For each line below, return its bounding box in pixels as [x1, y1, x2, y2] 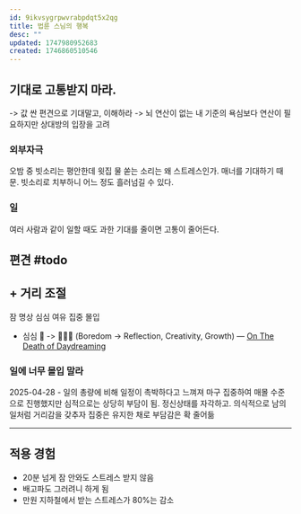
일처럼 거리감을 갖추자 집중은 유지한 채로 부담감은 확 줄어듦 [9, 410, 215, 421]
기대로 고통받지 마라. [9, 82, 116, 97]
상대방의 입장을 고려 [39, 119, 110, 129]
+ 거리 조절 [9, 286, 67, 301]
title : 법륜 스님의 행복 [9, 22, 90, 31]
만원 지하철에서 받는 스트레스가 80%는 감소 [21, 494, 175, 505]
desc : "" [9, 30, 42, 39]
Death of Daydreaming [21, 341, 107, 351]
